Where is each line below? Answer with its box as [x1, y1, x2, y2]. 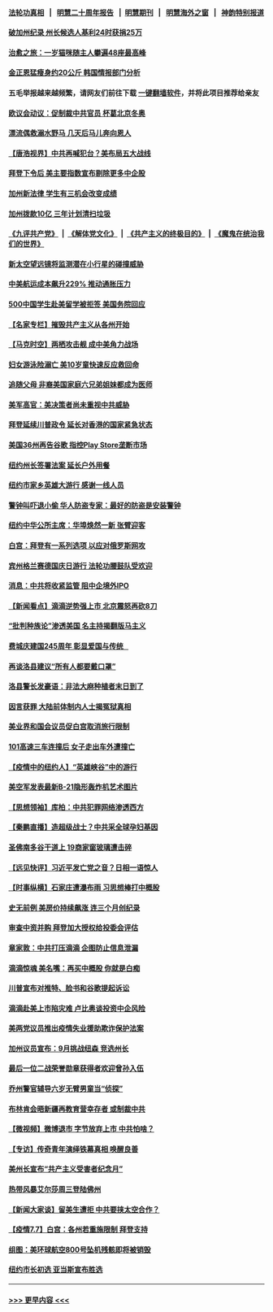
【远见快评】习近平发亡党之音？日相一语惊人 [8, 862, 158, 872]
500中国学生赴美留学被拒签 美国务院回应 [8, 299, 145, 309]
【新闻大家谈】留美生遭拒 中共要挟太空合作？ [8, 1204, 160, 1214]
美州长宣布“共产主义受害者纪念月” [8, 1164, 123, 1174]
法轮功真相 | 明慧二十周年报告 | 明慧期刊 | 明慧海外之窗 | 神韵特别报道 [8, 7, 265, 17]
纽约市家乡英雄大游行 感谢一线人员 [8, 480, 124, 490]
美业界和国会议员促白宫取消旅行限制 [8, 722, 130, 732]
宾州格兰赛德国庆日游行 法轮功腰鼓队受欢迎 [8, 561, 153, 571]
